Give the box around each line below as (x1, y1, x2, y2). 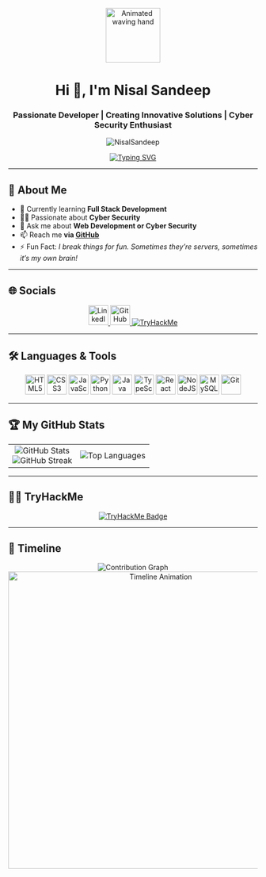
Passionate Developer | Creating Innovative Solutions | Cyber (13, 109, 253, 121)
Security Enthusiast (93, 120, 173, 131)
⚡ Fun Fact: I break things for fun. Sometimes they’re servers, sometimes (19, 242, 258, 251)
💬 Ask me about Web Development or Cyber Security (19, 221, 197, 231)
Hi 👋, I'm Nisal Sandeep (55, 82, 211, 99)
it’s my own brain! (19, 254, 78, 263)
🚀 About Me (8, 183, 67, 197)
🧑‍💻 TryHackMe (8, 490, 84, 504)
